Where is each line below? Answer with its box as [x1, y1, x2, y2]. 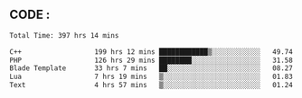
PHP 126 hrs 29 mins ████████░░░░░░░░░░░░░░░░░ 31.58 [9, 56, 294, 65]
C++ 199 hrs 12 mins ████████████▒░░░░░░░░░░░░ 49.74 [9, 47, 294, 57]
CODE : [9, 7, 51, 22]
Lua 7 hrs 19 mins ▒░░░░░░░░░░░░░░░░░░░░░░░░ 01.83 [9, 72, 294, 82]
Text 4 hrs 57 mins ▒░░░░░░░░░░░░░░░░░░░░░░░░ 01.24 [9, 81, 294, 90]
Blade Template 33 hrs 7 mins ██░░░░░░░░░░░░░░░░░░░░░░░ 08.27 [9, 64, 294, 73]
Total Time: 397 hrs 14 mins [9, 31, 119, 40]
